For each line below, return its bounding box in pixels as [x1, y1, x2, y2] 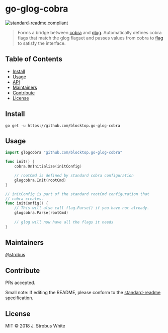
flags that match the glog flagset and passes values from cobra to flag [17, 35, 163, 41]
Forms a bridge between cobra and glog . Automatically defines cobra [17, 29, 162, 35]
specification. [5, 295, 34, 301]
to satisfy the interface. [17, 40, 66, 46]
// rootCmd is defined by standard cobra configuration [14, 173, 134, 178]
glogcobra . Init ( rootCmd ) [14, 178, 66, 183]
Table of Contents [5, 55, 63, 64]
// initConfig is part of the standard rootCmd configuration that [5, 191, 150, 197]
